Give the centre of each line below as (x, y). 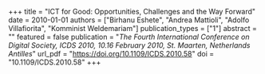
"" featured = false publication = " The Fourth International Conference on (129, 37)
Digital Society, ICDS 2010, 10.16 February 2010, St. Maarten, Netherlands (129, 45)
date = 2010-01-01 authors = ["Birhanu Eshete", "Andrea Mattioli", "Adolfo (129, 20)
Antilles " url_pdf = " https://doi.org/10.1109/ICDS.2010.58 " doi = (111, 54)
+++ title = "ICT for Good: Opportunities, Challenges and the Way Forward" (132, 12)
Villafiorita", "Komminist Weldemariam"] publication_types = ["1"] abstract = (132, 28)
